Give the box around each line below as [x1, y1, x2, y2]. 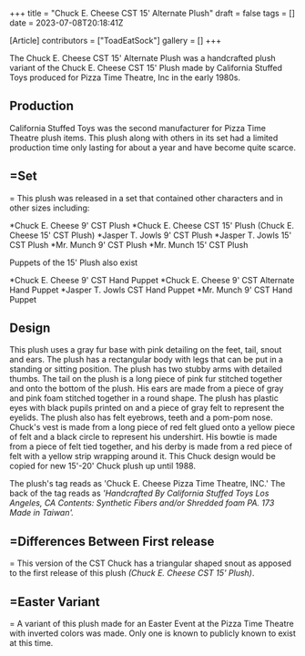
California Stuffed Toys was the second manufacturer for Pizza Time [9, 122, 267, 133]
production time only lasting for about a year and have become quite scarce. [9, 141, 297, 153]
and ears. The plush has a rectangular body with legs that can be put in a [9, 354, 284, 365]
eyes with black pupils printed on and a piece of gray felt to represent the [9, 403, 285, 414]
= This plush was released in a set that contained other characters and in [9, 192, 284, 203]
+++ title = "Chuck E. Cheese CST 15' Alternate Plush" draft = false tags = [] [9, 8, 296, 18]
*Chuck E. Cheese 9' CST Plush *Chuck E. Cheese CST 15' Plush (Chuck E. [9, 220, 294, 231]
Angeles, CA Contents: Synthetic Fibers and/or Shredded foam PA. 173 [9, 497, 275, 508]
